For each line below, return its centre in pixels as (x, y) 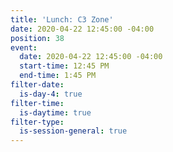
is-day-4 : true (51, 94)
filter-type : (37, 122)
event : (24, 47)
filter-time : (37, 103)
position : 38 (37, 38)
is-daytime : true (55, 112)
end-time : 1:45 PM (58, 76)
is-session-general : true (73, 131)
